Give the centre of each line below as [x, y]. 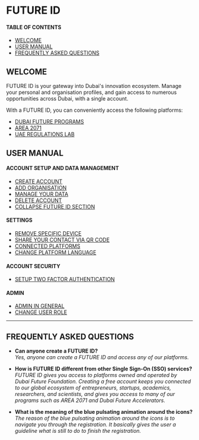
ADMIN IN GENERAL [40, 306]
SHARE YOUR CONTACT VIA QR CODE [62, 240]
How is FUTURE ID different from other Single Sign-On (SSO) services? [103, 369]
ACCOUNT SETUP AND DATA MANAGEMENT [63, 168]
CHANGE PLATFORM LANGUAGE [55, 252]
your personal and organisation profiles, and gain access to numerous [92, 92]
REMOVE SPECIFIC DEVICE [48, 233]
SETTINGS [19, 220]
